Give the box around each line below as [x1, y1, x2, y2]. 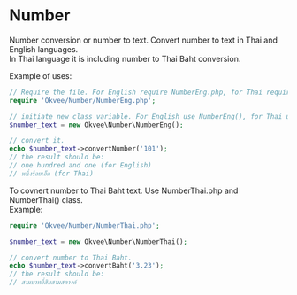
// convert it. [9, 136, 65, 145]
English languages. [9, 43, 79, 54]
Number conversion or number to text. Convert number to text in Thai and [9, 35, 278, 45]
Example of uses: [9, 70, 72, 81]
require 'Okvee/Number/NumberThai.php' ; [9, 221, 161, 230]
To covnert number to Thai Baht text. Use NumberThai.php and [9, 185, 239, 196]
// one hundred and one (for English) [9, 161, 152, 170]
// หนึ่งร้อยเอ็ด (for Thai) [9, 169, 95, 178]
